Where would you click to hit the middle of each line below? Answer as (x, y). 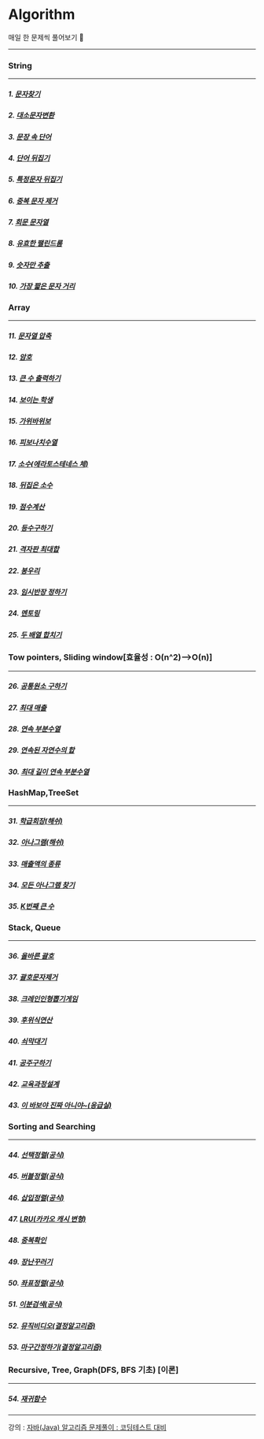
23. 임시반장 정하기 (37, 592)
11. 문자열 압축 (30, 336)
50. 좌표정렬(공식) (36, 1283)
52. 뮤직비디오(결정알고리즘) (52, 1326)
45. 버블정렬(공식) (36, 1177)
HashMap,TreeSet (44, 793)
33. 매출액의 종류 (34, 864)
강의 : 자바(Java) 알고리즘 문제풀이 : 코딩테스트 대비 (87, 1427)
